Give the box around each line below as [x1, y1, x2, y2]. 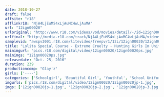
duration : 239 [5, 62, 34, 67]
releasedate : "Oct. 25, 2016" [5, 57, 67, 62]
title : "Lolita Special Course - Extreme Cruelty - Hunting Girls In [5, 44, 150, 48]
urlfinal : [5, 35, 25, 40]
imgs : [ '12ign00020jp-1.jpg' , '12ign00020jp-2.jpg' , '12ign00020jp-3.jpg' [5, 84, 161, 90]
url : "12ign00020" [5, 25, 42, 30]
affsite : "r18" [5, 16, 36, 21]
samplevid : [5, 39, 27, 44]
